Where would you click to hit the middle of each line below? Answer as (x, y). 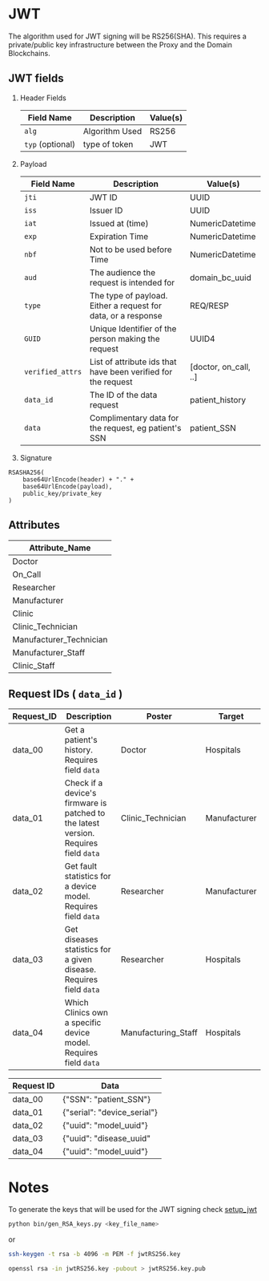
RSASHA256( (26, 472)
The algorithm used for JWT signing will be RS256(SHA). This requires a (127, 36)
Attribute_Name (60, 548)
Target (231, 716)
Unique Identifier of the (133, 328)
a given (78, 959)
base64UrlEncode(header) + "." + (78, 479)
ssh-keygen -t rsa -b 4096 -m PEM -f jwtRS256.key (94, 1255)
